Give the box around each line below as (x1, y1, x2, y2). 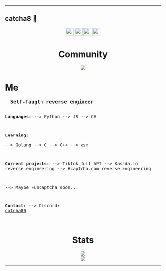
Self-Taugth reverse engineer (10, 98, 94, 105)
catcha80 (5, 208, 26, 213)
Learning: (5, 132, 29, 138)
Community (58, 49, 108, 60)
